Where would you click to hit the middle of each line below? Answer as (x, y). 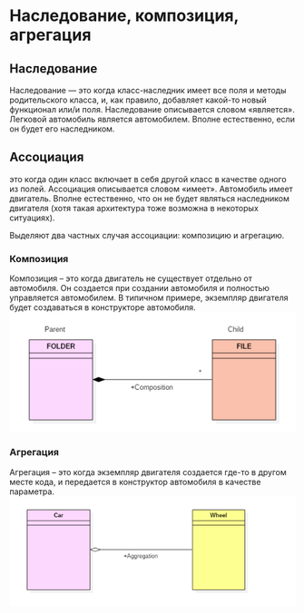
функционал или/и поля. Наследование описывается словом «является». (152, 109)
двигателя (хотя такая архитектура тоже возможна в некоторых (134, 208)
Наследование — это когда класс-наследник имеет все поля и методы (148, 90)
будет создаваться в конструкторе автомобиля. (103, 307)
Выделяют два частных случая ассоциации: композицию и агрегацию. (147, 235)
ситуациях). (32, 218)
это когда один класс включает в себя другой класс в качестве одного (148, 179)
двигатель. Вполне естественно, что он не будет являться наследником (150, 198)
